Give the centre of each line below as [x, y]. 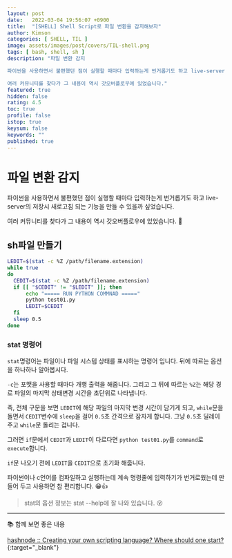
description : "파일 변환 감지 [46, 59]
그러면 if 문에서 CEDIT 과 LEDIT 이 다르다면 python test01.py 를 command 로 [105, 440]
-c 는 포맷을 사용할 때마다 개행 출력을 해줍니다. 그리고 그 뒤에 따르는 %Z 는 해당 [111, 385]
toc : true [21, 109]
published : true [30, 141]
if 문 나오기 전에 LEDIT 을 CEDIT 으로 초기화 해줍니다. [76, 463]
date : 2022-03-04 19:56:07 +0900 [58, 20]
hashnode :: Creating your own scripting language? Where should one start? [116, 540]
